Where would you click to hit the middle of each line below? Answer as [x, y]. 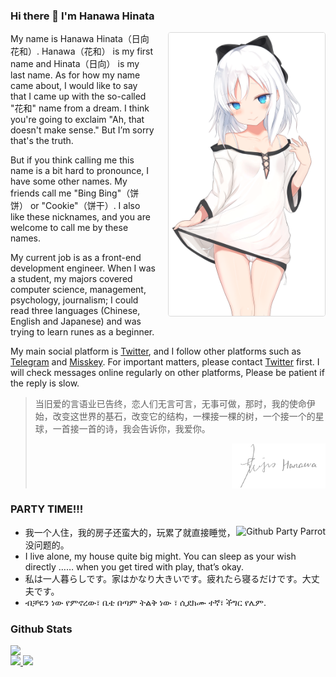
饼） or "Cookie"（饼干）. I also [75, 206]
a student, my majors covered [71, 279]
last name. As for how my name [75, 75]
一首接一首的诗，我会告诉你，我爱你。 [131, 429]
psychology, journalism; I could [74, 300]
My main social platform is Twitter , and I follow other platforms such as [156, 351]
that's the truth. [42, 141]
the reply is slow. [45, 383]
